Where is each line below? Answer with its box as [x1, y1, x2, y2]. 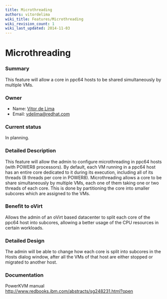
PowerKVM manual [5, 283, 45, 289]
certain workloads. [5, 225, 44, 231]
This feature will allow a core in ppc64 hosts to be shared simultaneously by [5, 76, 162, 82]
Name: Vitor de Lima [12, 105, 55, 111]
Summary [5, 65, 30, 72]
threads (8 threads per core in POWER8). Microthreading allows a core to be [5, 174, 162, 180]
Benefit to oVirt [5, 203, 43, 210]
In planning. [5, 135, 29, 141]
